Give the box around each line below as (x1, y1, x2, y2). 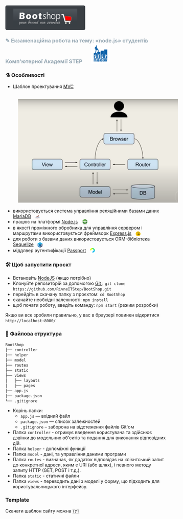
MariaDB (12, 213, 32, 219)
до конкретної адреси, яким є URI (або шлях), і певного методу (12, 462, 152, 468)
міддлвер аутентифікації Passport (12, 247, 86, 253)
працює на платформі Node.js (12, 218, 78, 224)
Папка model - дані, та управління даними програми (12, 451, 126, 457)
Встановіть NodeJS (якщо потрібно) (12, 275, 91, 281)
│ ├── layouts (5, 378, 40, 383)
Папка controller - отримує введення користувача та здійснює (12, 430, 152, 436)
